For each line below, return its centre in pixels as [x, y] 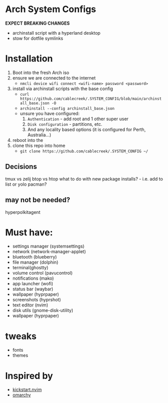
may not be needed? [38, 200]
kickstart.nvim [27, 390]
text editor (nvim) [30, 305]
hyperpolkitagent [23, 212]
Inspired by [29, 376]
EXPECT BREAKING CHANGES [38, 23]
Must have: [29, 232]
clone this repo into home [39, 145]
